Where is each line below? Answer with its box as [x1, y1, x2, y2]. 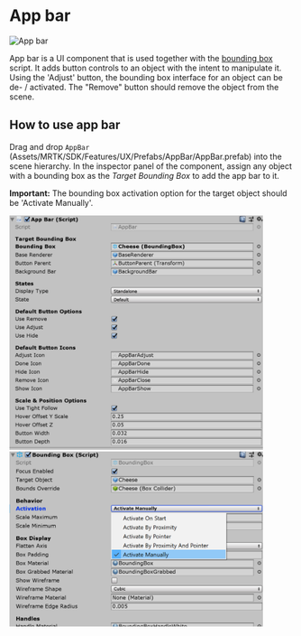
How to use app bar [9, 117, 121, 133]
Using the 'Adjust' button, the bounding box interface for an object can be [9, 71, 284, 82]
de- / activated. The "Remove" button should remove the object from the [9, 81, 279, 92]
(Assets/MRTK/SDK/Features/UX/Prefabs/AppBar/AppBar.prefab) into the [9, 151, 282, 162]
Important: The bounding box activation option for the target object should [9, 187, 287, 199]
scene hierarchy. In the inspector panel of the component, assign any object [9, 160, 293, 172]
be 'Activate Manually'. [9, 197, 94, 208]
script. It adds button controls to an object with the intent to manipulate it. [9, 62, 282, 73]
